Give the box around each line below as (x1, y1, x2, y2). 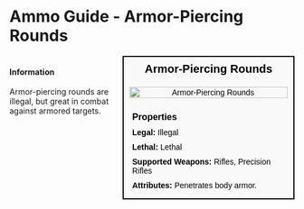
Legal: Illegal (132, 127, 179, 137)
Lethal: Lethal (132, 141, 183, 152)
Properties (132, 111, 178, 123)
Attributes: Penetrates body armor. (132, 180, 258, 190)
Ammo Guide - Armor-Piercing (9, 6, 244, 27)
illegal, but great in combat (9, 96, 109, 107)
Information (9, 66, 55, 77)
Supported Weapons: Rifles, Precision (132, 156, 271, 167)
